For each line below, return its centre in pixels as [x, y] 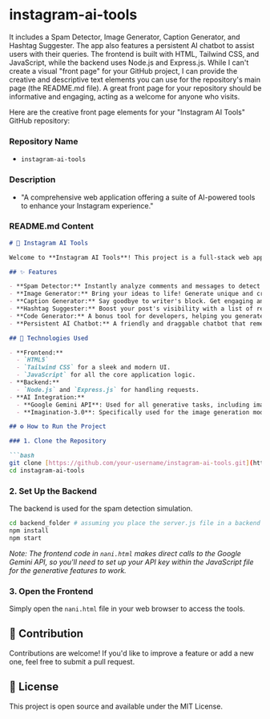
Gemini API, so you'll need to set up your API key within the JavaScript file [132, 562]
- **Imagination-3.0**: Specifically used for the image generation [133, 412]
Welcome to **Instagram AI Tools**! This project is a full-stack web [129, 257]
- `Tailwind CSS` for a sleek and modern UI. [94, 368]
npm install [29, 531]
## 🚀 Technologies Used [49, 338]
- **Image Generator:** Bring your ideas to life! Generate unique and [131, 294]
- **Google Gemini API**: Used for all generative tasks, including [133, 405]
